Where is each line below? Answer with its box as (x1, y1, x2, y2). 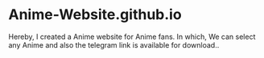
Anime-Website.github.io (8, 6, 183, 24)
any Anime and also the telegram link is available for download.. (8, 40, 220, 49)
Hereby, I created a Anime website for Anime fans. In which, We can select (8, 32, 256, 41)
